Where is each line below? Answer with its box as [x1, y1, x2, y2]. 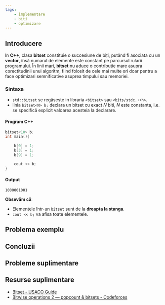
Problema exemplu [5, 226, 64, 234]
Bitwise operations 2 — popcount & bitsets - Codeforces [12, 294, 127, 300]
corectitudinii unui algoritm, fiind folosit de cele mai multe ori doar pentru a [5, 68, 157, 74]
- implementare [14, 12, 45, 17]
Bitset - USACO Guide [12, 289, 57, 295]
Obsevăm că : [5, 196, 33, 202]
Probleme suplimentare [5, 259, 79, 267]
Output [5, 177, 20, 183]
